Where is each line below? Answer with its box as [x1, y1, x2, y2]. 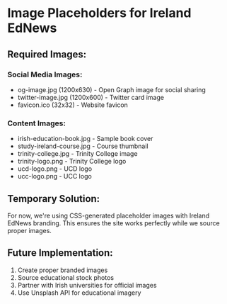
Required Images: [7, 48, 87, 60]
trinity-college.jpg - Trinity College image [17, 150, 138, 158]
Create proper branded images [17, 266, 108, 274]
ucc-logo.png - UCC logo [17, 172, 92, 181]
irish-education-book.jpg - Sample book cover [17, 135, 153, 143]
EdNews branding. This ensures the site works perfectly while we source [7, 218, 221, 227]
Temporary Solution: [7, 193, 100, 205]
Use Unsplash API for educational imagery [17, 288, 141, 297]
